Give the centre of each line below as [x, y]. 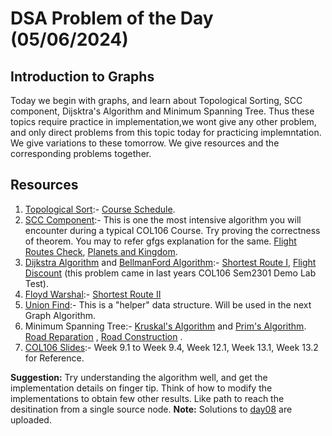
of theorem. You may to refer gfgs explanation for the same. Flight [160, 241]
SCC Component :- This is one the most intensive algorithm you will [163, 219]
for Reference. [54, 358]
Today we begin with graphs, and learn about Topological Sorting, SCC [156, 100]
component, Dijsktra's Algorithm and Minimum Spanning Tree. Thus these [162, 111]
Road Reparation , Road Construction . [103, 336]
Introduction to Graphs [82, 76]
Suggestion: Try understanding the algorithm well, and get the [139, 377]
